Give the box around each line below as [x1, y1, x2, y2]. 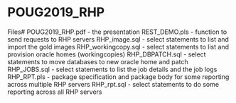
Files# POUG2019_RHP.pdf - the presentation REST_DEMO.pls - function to [7, 28, 227, 36]
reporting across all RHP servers [7, 87, 102, 96]
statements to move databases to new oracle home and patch [7, 57, 188, 66]
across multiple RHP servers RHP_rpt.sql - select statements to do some [7, 80, 219, 88]
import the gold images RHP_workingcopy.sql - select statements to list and [7, 42, 230, 51]
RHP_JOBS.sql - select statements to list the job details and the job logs [7, 65, 218, 73]
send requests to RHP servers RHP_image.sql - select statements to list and [7, 35, 230, 43]
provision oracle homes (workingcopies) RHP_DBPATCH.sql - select [7, 50, 206, 59]
